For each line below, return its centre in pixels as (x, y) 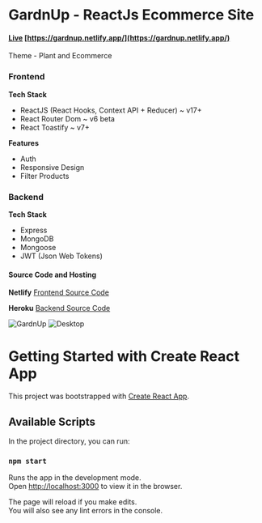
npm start (27, 461)
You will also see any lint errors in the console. (86, 511)
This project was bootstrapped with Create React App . (99, 396)
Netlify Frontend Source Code (59, 292)
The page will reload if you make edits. (73, 502)
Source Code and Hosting (53, 274)
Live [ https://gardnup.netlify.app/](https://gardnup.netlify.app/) (119, 37)
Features (23, 142)
